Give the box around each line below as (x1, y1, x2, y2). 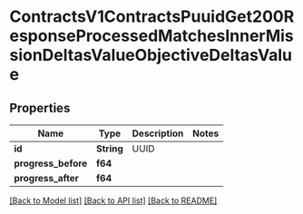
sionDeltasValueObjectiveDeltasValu (9, 45, 293, 65)
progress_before (14, 157, 88, 170)
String (95, 142, 124, 155)
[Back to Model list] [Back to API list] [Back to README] (9, 195, 218, 206)
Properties (9, 100, 71, 115)
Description (132, 127, 184, 140)
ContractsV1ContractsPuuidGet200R (9, 6, 295, 27)
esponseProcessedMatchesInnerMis (9, 25, 295, 46)
